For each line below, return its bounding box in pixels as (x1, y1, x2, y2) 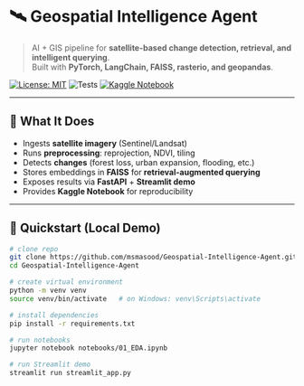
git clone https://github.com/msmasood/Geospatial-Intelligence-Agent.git (9, 253, 298, 262)
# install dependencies (9, 310, 100, 320)
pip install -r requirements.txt (9, 319, 136, 328)
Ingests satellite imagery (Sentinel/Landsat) (22, 137, 188, 148)
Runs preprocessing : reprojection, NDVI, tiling (22, 147, 196, 158)
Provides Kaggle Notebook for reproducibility (22, 185, 194, 196)
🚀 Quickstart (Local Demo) (9, 221, 161, 236)
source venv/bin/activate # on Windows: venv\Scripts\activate (9, 294, 261, 303)
